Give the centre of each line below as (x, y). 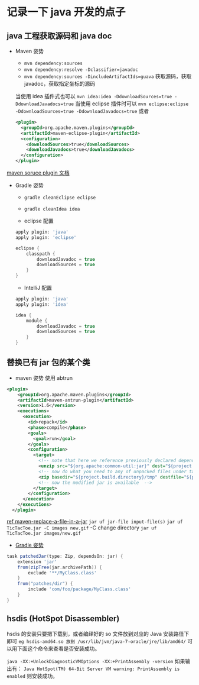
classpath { (41, 254)
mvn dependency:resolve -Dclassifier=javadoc (81, 70)
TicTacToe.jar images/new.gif (44, 533)
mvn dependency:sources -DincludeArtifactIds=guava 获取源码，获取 (108, 76)
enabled (16, 676)
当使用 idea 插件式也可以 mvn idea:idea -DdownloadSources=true (94, 96)
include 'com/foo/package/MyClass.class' (80, 589)
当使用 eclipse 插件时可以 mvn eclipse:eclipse (132, 104)
